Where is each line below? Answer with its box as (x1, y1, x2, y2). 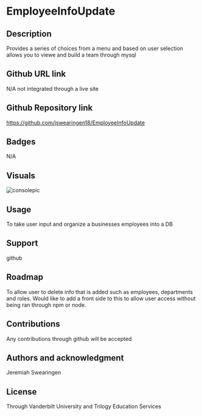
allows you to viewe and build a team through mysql (6, 51, 137, 59)
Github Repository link (6, 102, 93, 113)
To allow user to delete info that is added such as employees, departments (6, 288, 193, 295)
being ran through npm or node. (6, 301, 86, 309)
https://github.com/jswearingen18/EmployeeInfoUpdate (6, 119, 145, 126)
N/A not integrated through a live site (6, 85, 99, 92)
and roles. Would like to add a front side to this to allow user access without (6, 295, 196, 302)
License (6, 386, 37, 397)
